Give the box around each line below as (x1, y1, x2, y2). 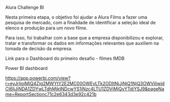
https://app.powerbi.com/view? (5, 75, 71, 81)
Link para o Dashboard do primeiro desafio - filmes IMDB (5, 55, 125, 61)
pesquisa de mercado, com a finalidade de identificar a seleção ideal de (5, 20, 156, 25)
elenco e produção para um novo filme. (5, 25, 88, 31)
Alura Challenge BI (5, 5, 44, 10)
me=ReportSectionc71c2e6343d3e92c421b (5, 91, 97, 97)
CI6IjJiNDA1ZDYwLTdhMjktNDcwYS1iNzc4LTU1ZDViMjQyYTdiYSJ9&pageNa (5, 86, 164, 92)
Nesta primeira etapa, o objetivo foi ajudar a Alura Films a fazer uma (5, 14, 148, 20)
